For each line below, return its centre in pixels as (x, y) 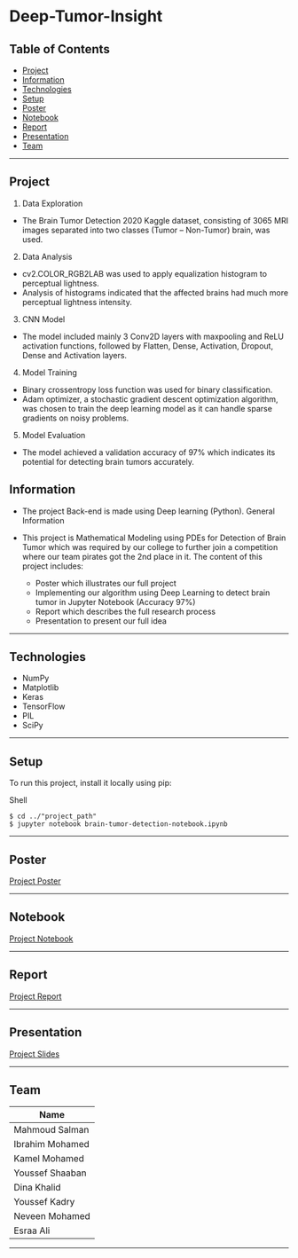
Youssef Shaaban (50, 1173)
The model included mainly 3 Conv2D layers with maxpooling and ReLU (153, 336)
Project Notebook (41, 939)
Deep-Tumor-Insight (86, 16)
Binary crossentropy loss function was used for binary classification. (147, 389)
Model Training (50, 372)
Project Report (35, 996)
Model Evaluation (54, 435)
